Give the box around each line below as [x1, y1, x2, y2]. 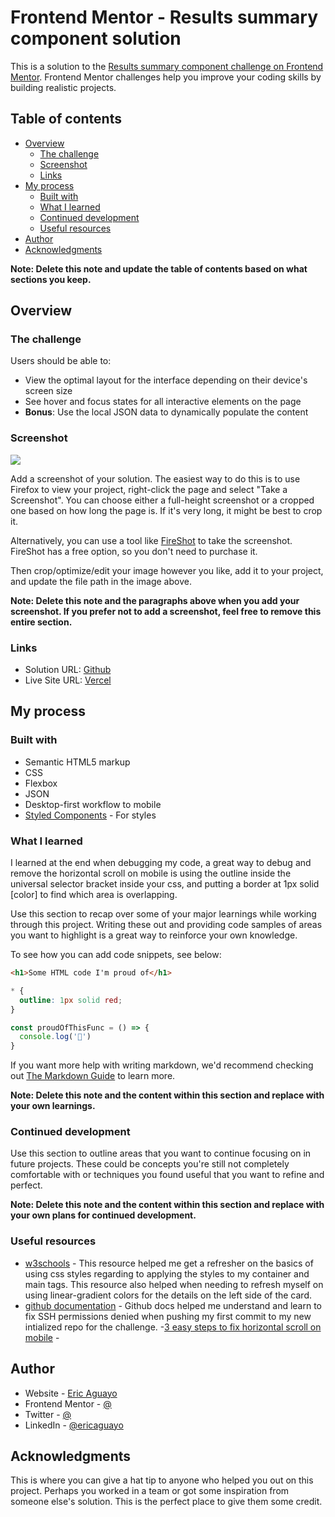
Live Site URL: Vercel [24, 674, 112, 686]
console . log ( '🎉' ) [19, 1032, 92, 1042]
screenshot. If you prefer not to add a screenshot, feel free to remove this [10, 605, 322, 617]
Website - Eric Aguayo [24, 1387, 118, 1399]
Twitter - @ [24, 1408, 72, 1420]
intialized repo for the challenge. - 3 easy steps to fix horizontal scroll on [24, 1321, 322, 1333]
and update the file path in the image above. [10, 575, 192, 587]
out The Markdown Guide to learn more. [10, 1070, 176, 1082]
